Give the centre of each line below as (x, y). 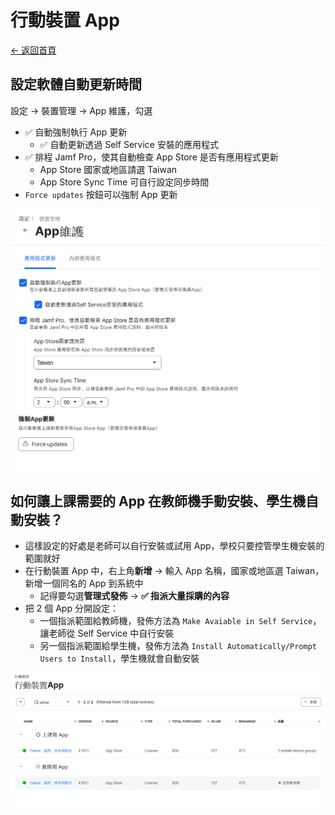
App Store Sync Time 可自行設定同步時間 (124, 182)
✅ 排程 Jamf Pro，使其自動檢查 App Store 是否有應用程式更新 (151, 157)
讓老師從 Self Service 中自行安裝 (107, 633)
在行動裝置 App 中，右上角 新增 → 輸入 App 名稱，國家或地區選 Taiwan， (174, 571)
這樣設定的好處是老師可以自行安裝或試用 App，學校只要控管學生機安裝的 (174, 546)
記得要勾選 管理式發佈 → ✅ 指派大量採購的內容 (134, 596)
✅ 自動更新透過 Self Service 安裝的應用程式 (129, 144)
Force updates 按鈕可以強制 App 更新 (101, 194)
